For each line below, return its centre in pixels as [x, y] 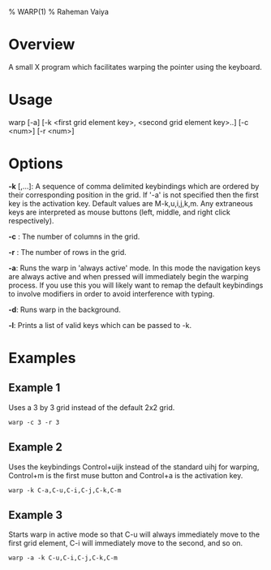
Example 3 [36, 515]
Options [36, 164]
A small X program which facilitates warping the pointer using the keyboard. [135, 67]
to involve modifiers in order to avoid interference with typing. [112, 294]
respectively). [31, 220]
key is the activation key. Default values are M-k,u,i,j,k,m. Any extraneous [131, 203]
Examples [42, 358]
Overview [42, 45]
